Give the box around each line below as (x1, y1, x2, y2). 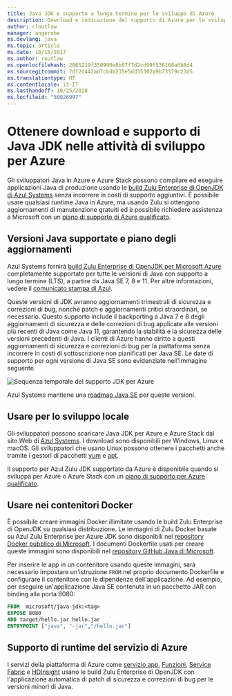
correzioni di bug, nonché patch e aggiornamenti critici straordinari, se (7, 305, 209, 313)
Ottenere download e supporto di (7, 124, 201, 139)
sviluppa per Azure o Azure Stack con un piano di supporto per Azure (7, 472, 206, 480)
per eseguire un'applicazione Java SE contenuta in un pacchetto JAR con (7, 582, 216, 591)
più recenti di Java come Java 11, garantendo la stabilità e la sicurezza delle (7, 327, 222, 335)
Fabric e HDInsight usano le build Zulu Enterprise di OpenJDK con (7, 668, 195, 676)
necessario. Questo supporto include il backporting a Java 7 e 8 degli (7, 312, 205, 321)
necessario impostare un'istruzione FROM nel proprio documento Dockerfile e (7, 568, 224, 576)
